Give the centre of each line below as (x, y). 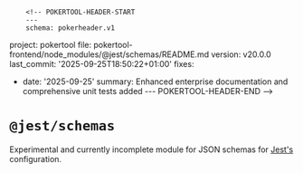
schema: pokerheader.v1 (71, 28)
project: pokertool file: (51, 45)
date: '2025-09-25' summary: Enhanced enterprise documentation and (155, 82)
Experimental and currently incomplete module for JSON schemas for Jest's (151, 149)
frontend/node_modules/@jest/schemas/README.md (109, 54)
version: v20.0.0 (241, 54)
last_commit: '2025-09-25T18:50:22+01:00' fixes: (102, 64)
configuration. (35, 159)
